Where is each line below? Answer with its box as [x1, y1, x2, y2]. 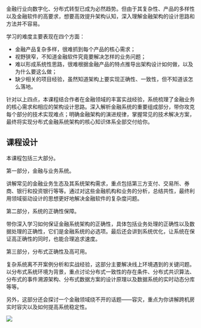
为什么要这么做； [14, 68, 57, 75]
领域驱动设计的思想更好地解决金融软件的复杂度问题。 [11, 195, 142, 202]
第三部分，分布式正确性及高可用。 [6, 248, 90, 255]
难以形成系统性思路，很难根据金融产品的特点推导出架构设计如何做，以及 [14, 60, 193, 68]
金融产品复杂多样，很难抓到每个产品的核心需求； [14, 45, 136, 53]
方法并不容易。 [6, 20, 43, 27]
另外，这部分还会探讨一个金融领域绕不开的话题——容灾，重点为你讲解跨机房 [6, 296, 195, 303]
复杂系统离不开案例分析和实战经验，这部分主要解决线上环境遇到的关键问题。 [6, 260, 195, 268]
